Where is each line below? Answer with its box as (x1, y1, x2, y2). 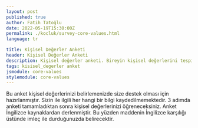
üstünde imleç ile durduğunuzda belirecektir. (6, 116, 114, 123)
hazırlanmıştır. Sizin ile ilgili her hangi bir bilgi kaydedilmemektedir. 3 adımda (6, 97, 190, 104)
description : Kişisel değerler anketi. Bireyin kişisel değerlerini (6, 57, 178, 64)
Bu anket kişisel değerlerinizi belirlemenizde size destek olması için (6, 90, 169, 97)
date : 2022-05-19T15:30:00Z (6, 25, 75, 31)
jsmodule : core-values (6, 68, 62, 74)
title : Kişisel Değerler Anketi (6, 47, 85, 53)
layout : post (6, 8, 38, 15)
